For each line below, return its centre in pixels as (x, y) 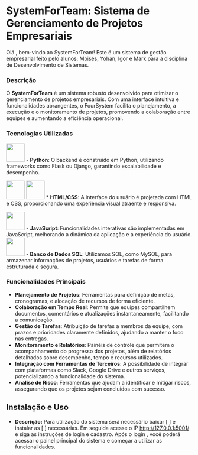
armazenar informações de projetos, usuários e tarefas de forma (85, 260)
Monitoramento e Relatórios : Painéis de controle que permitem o (94, 344)
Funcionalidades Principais (46, 282)
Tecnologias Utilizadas (40, 134)
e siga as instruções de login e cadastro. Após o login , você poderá (98, 434)
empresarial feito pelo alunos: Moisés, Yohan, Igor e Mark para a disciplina (97, 58)
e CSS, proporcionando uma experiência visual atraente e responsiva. (91, 203)
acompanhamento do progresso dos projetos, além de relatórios (93, 351)
